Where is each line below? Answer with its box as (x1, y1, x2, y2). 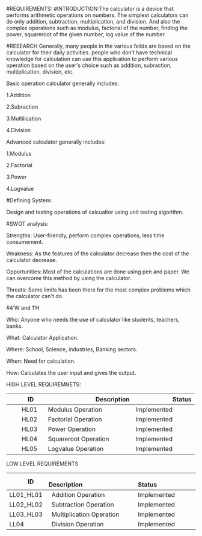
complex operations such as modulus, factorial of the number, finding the (6, 24, 188, 31)
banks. (6, 322, 23, 330)
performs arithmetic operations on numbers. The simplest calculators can (6, 11, 189, 19)
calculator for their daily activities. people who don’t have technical (6, 49, 173, 56)
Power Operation (47, 425, 96, 433)
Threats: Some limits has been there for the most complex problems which (6, 286, 191, 293)
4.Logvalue (6, 185, 34, 192)
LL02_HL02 (9, 500, 43, 509)
